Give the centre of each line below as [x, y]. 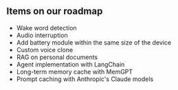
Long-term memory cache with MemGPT [75, 71]
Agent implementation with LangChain [70, 64]
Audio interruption [42, 35]
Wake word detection [46, 27]
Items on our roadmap [55, 11]
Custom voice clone [45, 49]
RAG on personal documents [57, 57]
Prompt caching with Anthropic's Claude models [85, 79]
